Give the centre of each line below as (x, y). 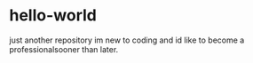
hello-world (53, 16)
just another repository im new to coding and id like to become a (127, 40)
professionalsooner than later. (64, 49)
